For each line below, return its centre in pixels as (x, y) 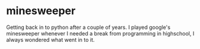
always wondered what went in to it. (50, 40)
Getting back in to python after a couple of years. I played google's (88, 27)
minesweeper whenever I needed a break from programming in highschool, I (100, 33)
